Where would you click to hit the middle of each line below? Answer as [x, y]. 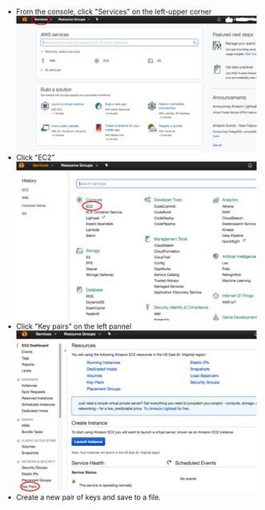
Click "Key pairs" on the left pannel [74, 326]
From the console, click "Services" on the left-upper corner [114, 12]
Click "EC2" [35, 158]
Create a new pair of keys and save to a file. [88, 497]
